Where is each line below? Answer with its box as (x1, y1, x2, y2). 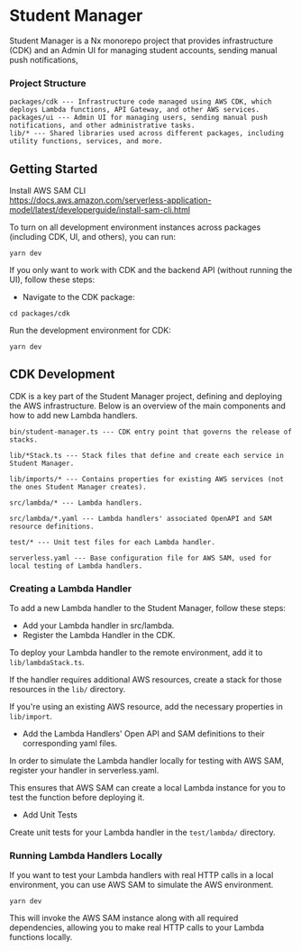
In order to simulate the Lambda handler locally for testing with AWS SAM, (9, 755, 285, 766)
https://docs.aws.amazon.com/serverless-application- (9, 195, 212, 206)
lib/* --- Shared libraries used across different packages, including (9, 129, 284, 138)
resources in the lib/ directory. (9, 684, 126, 695)
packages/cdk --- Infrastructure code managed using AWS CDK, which (9, 97, 272, 106)
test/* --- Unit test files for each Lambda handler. (9, 537, 216, 546)
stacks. (9, 434, 39, 444)
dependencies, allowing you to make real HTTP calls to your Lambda (9, 922, 264, 933)
